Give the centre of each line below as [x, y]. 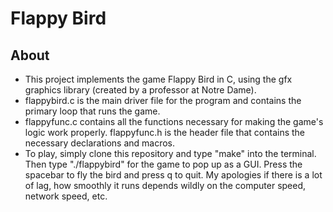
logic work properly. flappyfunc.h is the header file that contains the [165, 132]
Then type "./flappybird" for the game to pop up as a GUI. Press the [163, 164]
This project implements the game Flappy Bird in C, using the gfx [158, 79]
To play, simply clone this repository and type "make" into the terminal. [170, 153]
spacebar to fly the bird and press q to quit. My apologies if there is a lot [173, 175]
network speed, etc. [66, 196]
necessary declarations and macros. [100, 143]
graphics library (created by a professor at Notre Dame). [140, 90]
